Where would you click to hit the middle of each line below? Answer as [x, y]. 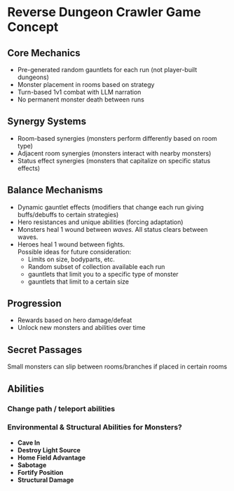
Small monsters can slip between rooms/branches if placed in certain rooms [117, 367]
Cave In [29, 443]
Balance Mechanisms [55, 190]
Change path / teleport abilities [61, 408]
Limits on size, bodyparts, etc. [71, 259]
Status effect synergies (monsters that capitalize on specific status [114, 160]
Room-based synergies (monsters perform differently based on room [117, 138]
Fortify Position [40, 472]
